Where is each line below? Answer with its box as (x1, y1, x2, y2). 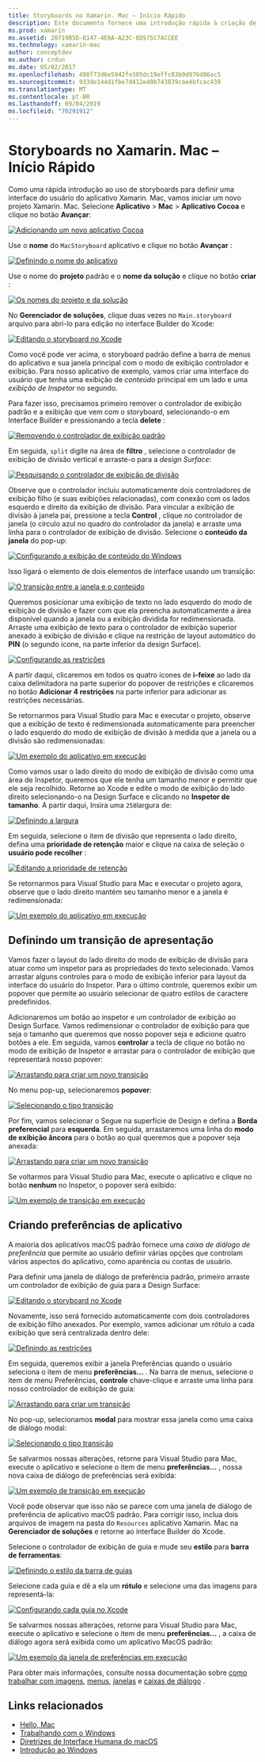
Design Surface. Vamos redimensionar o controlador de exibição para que (8, 1020, 250, 1030)
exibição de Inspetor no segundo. (8, 383, 118, 392)
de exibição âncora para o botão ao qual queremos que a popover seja (8, 1133, 241, 1142)
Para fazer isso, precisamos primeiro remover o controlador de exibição (8, 398, 242, 408)
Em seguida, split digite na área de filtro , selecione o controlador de (8, 445, 236, 456)
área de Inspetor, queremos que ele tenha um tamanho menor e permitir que (8, 774, 258, 785)
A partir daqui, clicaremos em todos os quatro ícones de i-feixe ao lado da (8, 670, 252, 679)
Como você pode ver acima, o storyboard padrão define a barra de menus (8, 350, 251, 359)
